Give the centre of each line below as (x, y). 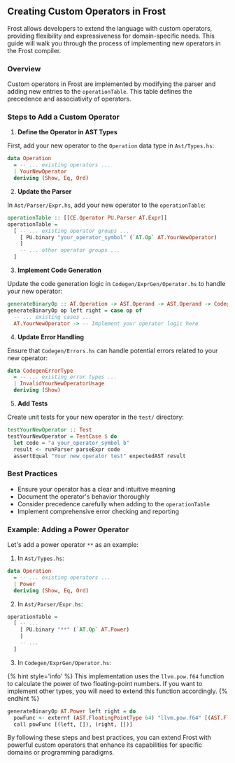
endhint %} (23, 698)
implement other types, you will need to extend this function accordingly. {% (117, 691)
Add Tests (33, 404)
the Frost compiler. (34, 50)
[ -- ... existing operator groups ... (72, 231)
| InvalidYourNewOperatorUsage (59, 384)
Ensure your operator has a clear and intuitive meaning (97, 489)
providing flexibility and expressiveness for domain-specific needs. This (111, 36)
